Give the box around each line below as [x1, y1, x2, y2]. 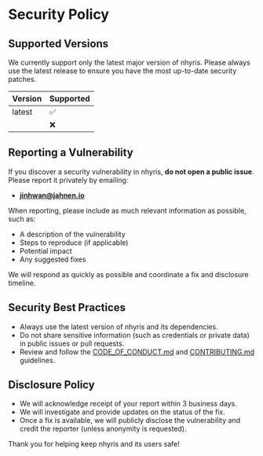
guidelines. [19, 355, 56, 365]
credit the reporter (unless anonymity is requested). [19, 424, 187, 434]
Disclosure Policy [8, 378, 96, 391]
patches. [8, 75, 37, 83]
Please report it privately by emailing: [8, 175, 129, 184]
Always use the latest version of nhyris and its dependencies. [19, 321, 218, 332]
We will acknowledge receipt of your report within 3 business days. [19, 399, 237, 409]
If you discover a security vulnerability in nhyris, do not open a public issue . [8, 167, 254, 176]
